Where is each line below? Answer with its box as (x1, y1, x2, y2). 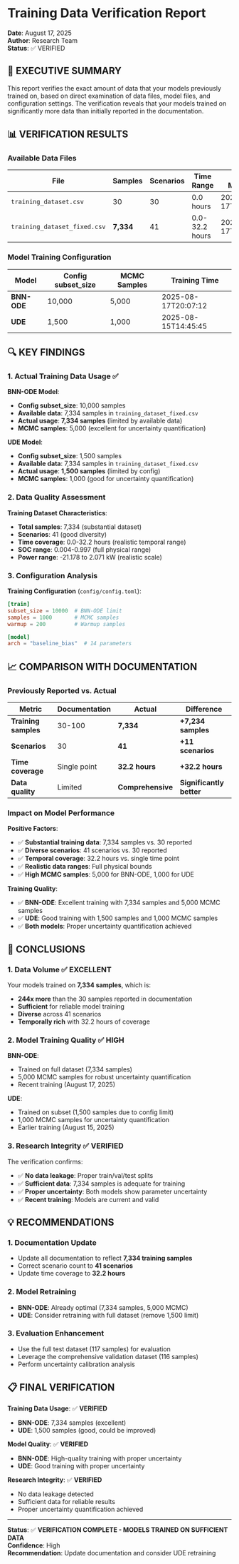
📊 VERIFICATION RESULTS (7, 128, 129, 141)
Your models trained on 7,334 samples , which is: (7, 980, 152, 989)
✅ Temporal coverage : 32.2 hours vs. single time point (17, 854, 180, 863)
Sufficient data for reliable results (17, 1497, 116, 1505)
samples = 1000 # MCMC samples (7, 614, 119, 621)
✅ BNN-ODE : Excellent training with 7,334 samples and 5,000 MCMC (17, 898, 221, 907)
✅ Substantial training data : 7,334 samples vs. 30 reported (17, 838, 193, 847)
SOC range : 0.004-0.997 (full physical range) (17, 545, 152, 554)
